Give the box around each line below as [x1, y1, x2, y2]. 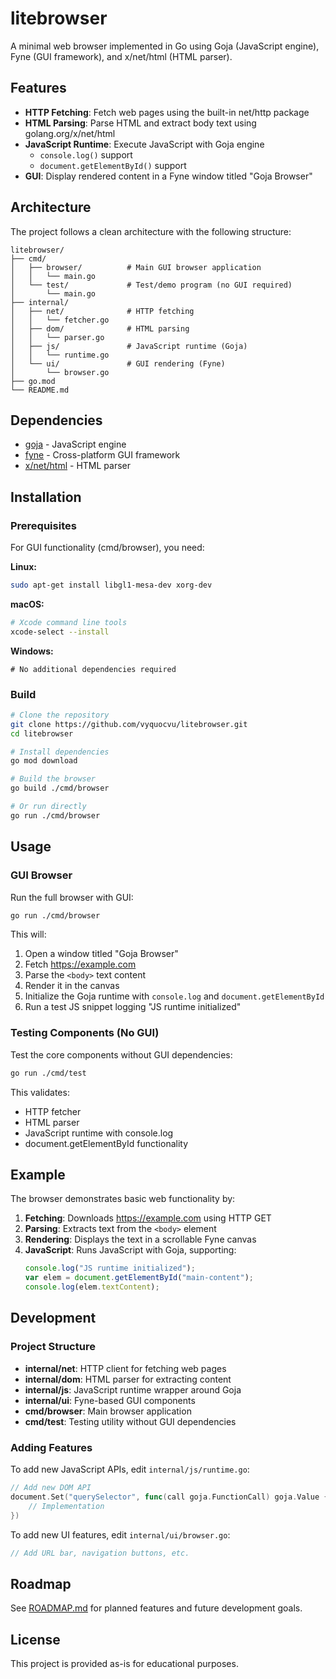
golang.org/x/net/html [24, 127, 116, 139]
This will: [10, 928, 47, 941]
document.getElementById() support [39, 159, 187, 171]
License [10, 1631, 61, 1648]
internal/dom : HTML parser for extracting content [24, 1373, 232, 1385]
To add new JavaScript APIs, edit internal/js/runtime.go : [10, 1463, 250, 1476]
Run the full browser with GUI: [10, 891, 134, 903]
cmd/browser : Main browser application [24, 1405, 192, 1417]
